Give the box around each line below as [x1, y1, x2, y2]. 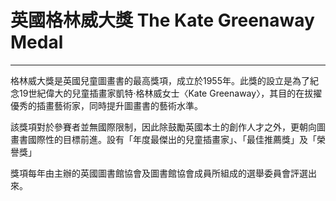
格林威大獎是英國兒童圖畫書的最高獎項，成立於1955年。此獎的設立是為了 [10, 74, 310, 86]
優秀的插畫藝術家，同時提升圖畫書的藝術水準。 [10, 99, 203, 111]
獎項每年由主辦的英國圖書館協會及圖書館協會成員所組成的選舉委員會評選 [10, 167, 308, 179]
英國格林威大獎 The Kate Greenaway [10, 9, 315, 32]
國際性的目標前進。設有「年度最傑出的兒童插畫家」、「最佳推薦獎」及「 [27, 133, 317, 145]
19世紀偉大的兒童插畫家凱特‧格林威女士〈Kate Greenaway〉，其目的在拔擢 [18, 87, 323, 99]
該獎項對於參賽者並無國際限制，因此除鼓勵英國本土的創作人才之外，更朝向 [10, 121, 317, 133]
